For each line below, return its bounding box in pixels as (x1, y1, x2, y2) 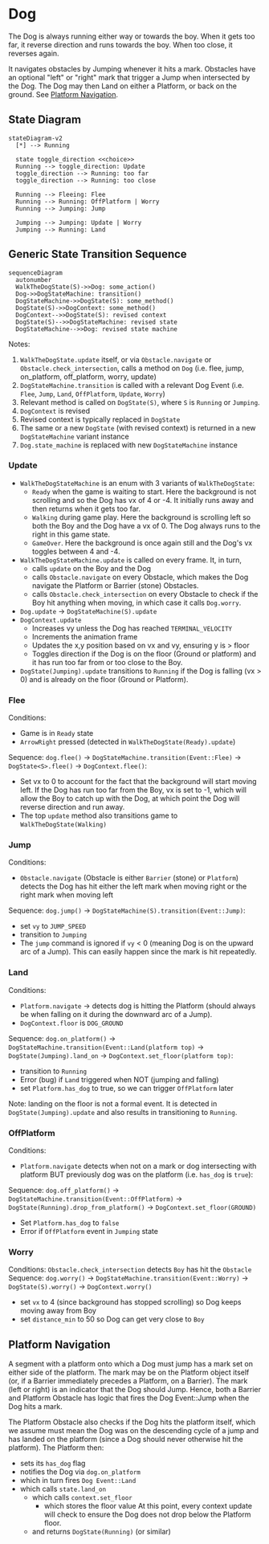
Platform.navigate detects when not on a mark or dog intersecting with (19, 1162, 257, 1171)
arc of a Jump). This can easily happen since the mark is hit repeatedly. (19, 947, 257, 957)
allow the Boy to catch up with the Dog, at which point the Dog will (19, 794, 240, 803)
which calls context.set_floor (31, 1493, 132, 1502)
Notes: (8, 339, 31, 349)
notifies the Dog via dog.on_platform (19, 1467, 141, 1477)
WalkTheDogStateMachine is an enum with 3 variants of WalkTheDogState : (19, 478, 255, 488)
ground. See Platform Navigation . (8, 89, 119, 99)
